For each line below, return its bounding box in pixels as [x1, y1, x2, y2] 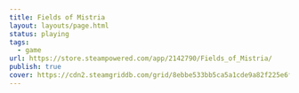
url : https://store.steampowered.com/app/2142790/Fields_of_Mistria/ [9, 54, 273, 63]
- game [17, 46, 42, 55]
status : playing [9, 29, 69, 38]
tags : [9, 37, 29, 47]
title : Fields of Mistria [9, 12, 105, 22]
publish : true [9, 63, 62, 72]
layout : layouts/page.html [9, 21, 109, 30]
